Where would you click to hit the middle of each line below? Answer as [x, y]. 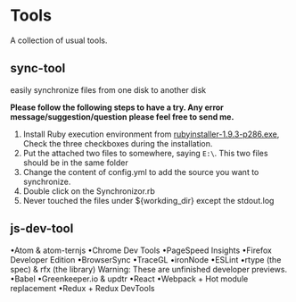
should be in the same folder [75, 163]
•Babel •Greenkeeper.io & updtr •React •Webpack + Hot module [129, 279]
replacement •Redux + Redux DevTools [82, 288]
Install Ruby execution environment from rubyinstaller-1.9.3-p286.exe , [151, 134]
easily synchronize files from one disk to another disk [108, 89]
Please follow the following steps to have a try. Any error [117, 107]
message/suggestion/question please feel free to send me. [122, 116]
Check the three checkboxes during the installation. [118, 143]
